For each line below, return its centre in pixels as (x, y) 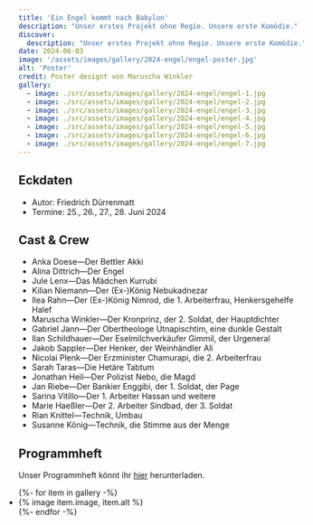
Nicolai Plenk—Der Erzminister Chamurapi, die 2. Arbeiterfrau (147, 358)
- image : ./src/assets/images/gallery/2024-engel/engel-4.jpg (146, 118)
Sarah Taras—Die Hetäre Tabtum (93, 368)
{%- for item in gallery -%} (68, 492)
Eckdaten (46, 180)
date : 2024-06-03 (51, 52)
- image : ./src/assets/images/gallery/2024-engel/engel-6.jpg (146, 136)
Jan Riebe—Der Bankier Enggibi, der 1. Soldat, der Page (135, 387)
